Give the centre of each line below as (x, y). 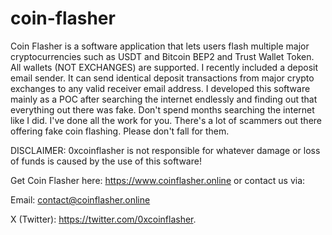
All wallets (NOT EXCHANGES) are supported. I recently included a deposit (164, 67)
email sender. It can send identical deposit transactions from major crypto (162, 78)
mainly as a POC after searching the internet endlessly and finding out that (164, 99)
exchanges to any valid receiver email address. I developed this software (160, 88)
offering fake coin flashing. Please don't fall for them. (120, 131)
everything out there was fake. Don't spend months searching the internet (162, 109)
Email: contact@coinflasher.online (80, 199)
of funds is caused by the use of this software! (106, 161)
